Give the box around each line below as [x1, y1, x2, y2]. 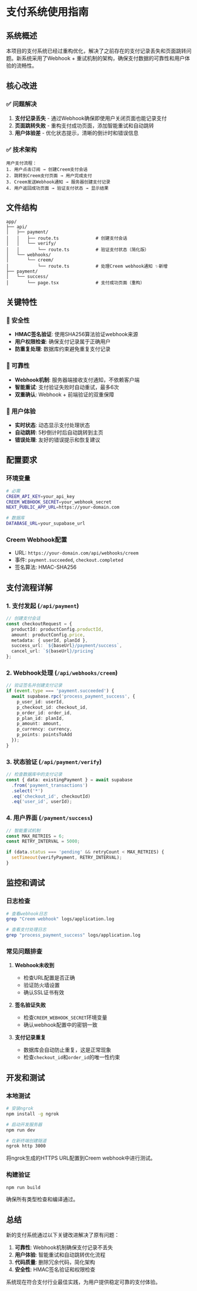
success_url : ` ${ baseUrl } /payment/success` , [11, 643, 122, 649]
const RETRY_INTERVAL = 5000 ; [6, 838, 81, 845]
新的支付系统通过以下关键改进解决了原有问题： [6, 1232, 119, 1239]
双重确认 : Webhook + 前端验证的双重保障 [14, 391, 115, 398]
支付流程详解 [6, 582, 53, 592]
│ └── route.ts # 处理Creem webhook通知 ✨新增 [6, 263, 168, 269]
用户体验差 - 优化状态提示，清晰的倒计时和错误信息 [14, 129, 139, 136]
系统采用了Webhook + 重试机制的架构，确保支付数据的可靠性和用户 [21, 55, 185, 62]
